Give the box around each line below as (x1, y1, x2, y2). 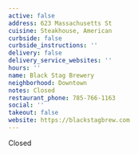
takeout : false (8, 109, 59, 117)
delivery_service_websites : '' (8, 57, 112, 65)
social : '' (8, 101, 45, 109)
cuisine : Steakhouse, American (8, 26, 112, 34)
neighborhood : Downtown (8, 79, 88, 87)
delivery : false (8, 49, 62, 57)
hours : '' (8, 64, 41, 72)
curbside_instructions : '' (8, 42, 98, 50)
